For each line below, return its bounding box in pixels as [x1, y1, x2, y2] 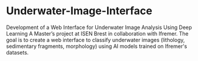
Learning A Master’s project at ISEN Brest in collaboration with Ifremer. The [6, 30, 189, 37]
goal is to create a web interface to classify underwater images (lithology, [6, 36, 185, 43]
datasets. [6, 49, 29, 56]
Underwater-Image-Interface [6, 4, 152, 18]
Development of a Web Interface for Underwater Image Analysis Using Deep [6, 24, 192, 31]
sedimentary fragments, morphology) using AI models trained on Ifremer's [6, 43, 187, 50]
